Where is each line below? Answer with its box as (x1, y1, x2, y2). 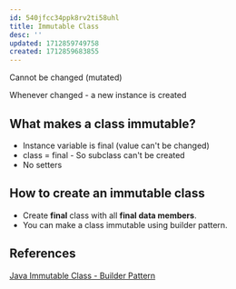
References (9, 246, 76, 262)
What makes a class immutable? (9, 115, 197, 132)
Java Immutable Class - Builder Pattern (9, 270, 156, 281)
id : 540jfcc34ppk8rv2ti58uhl (9, 13, 120, 23)
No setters (22, 159, 63, 170)
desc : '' (9, 30, 43, 39)
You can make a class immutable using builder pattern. (22, 219, 229, 230)
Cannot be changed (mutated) (9, 72, 123, 83)
